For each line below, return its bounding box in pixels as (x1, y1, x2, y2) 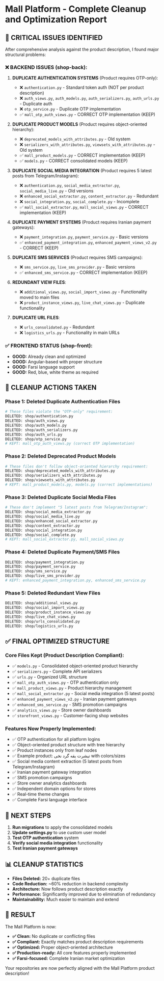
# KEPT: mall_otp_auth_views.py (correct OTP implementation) (5, 441, 135, 446)
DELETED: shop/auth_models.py (5, 423, 67, 428)
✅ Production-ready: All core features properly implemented (12, 950, 136, 955)
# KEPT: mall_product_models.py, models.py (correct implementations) (5, 482, 153, 487)
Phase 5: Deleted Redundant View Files (5, 589, 101, 596)
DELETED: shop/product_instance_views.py (5, 610, 91, 615)
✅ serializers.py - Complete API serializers (12, 669, 102, 675)
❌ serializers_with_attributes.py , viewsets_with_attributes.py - (19, 141, 156, 148)
